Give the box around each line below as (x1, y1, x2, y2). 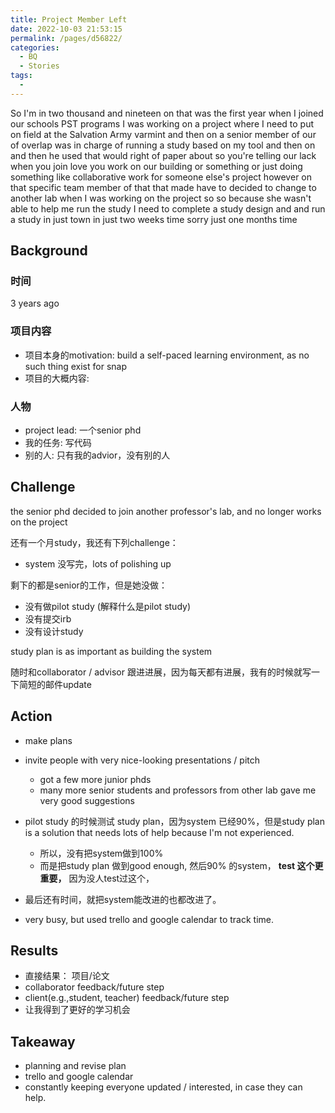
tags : (10, 71, 33, 81)
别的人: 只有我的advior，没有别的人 (24, 449, 171, 461)
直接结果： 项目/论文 (24, 970, 110, 982)
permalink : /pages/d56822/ (10, 33, 123, 43)
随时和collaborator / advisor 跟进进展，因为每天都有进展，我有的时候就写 (10, 666, 312, 678)
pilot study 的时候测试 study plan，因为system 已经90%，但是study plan (24, 815, 325, 827)
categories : (10, 42, 60, 53)
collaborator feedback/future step (24, 981, 165, 993)
